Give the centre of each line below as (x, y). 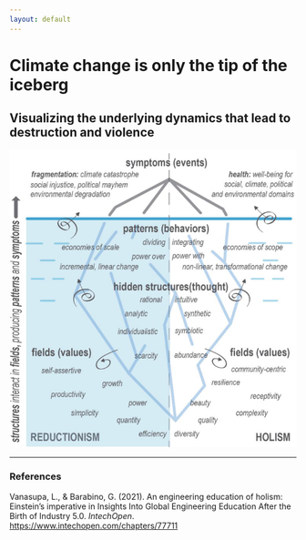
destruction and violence (82, 132)
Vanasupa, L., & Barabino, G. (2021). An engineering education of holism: (146, 496)
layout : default (40, 19)
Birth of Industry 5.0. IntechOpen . (72, 515)
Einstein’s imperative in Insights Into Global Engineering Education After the (150, 506)
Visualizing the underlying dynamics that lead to (150, 118)
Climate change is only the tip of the (149, 65)
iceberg (39, 84)
